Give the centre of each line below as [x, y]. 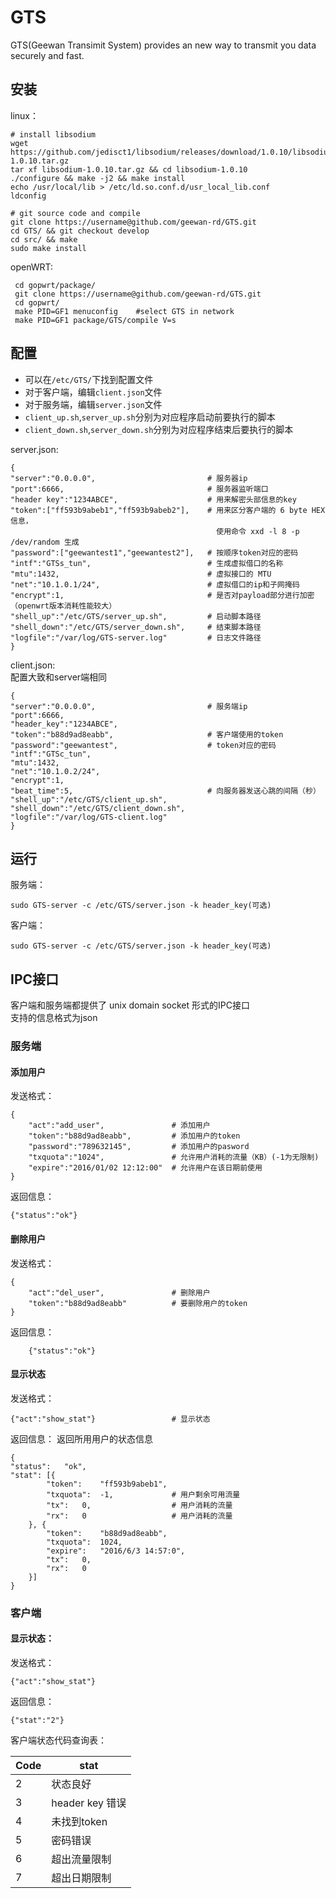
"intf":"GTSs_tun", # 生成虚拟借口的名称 [147, 563]
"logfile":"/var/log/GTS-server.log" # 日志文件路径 [136, 637]
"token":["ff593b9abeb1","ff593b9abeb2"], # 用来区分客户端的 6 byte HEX [168, 510]
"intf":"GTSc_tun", [51, 754]
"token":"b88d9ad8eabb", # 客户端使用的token [147, 734]
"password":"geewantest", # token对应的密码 [143, 745]
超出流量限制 [81, 1859]
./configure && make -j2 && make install [98, 178]
